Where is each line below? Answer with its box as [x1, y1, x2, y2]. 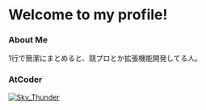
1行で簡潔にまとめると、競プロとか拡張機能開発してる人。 [8, 54, 202, 63]
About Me [8, 35, 48, 46]
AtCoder [8, 74, 43, 85]
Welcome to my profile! [8, 6, 168, 24]
